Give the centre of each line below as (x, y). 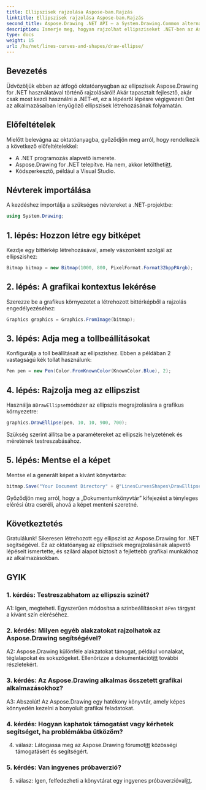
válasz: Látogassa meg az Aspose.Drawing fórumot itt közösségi (96, 745)
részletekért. (22, 665)
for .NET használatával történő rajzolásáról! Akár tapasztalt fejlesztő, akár (99, 92)
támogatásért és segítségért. (52, 751)
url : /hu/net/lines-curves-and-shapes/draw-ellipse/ (75, 47)
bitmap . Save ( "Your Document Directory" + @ (63, 486)
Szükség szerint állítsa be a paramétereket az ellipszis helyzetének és (94, 434)
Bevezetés (27, 71)
